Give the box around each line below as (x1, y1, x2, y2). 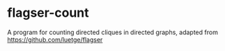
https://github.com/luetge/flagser (7, 35, 103, 43)
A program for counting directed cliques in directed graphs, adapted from (7, 28, 218, 36)
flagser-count (7, 5, 89, 21)
